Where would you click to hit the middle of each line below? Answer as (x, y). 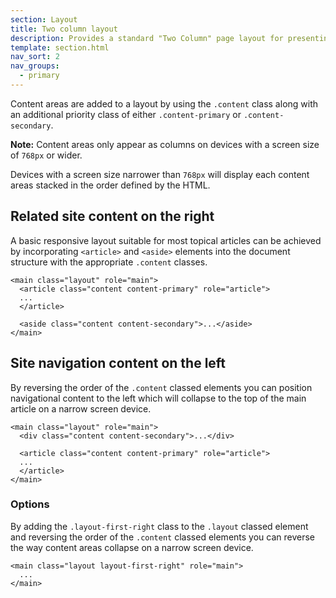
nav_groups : (35, 66)
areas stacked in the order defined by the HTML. (110, 185)
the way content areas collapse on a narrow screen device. (132, 547)
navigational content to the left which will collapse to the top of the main (158, 398)
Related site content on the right (112, 216)
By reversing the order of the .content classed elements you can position (161, 387)
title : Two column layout (64, 29)
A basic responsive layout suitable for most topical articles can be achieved (166, 240)
